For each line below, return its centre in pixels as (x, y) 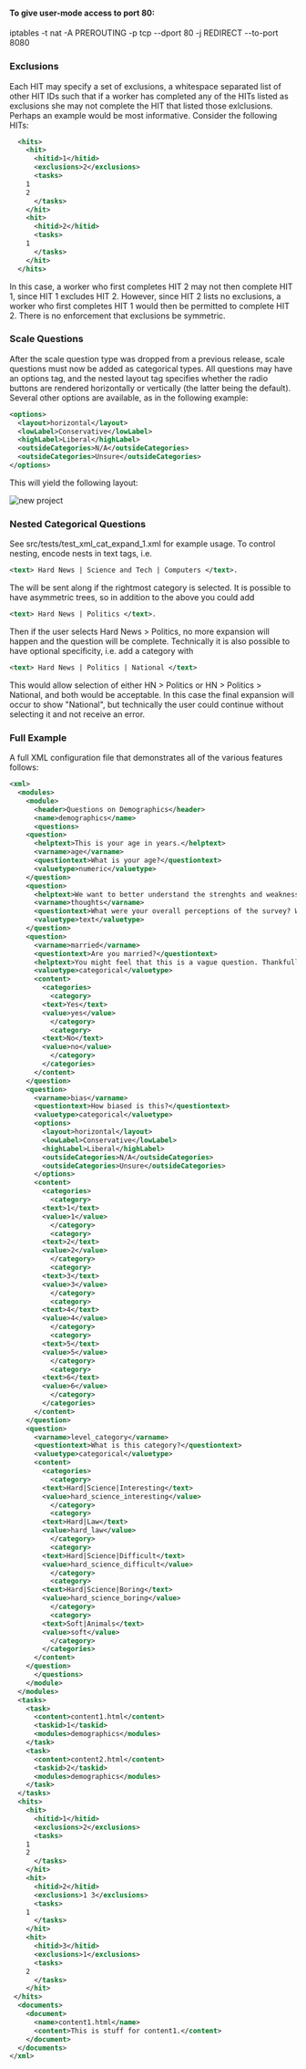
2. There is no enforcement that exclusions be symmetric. (117, 316)
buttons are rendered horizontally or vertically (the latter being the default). (150, 388)
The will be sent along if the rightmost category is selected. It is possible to (150, 587)
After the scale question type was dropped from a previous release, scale (147, 359)
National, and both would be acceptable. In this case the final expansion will (152, 694)
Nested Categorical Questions (78, 524)
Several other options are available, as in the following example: (129, 398)
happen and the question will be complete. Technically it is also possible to (150, 641)
